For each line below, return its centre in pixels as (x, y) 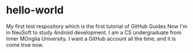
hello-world (35, 10)
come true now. (25, 45)
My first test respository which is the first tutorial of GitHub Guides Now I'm (97, 26)
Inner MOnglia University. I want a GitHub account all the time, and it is (91, 38)
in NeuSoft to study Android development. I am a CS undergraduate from (94, 32)
